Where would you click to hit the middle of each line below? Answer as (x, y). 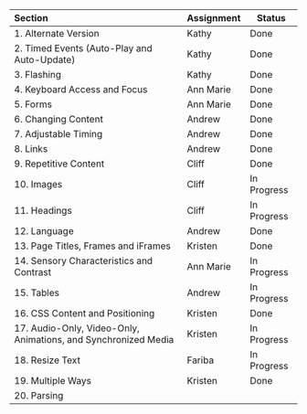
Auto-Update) (45, 60)
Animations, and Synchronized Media (94, 340)
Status (271, 18)
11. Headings (43, 211)
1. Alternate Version (57, 33)
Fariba (201, 360)
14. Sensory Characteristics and (84, 261)
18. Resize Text (47, 360)
